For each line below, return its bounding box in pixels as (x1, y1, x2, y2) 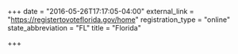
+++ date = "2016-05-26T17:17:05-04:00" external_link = (7, 7, 195, 16)
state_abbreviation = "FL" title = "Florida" (7, 23, 142, 32)
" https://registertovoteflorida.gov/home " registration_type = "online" (7, 15, 231, 24)
